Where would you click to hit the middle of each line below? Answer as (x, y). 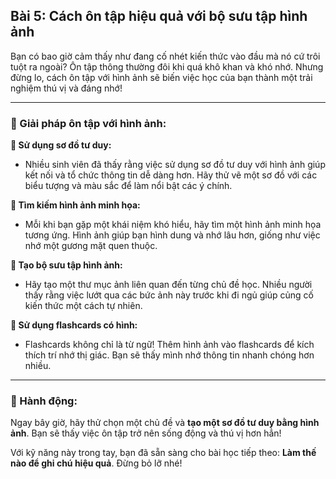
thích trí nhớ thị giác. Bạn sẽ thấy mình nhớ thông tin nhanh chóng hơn (169, 355)
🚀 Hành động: (44, 401)
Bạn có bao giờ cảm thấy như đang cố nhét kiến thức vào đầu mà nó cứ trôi (165, 56)
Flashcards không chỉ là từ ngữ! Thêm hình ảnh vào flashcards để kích (169, 345)
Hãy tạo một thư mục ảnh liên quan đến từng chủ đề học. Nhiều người (168, 285)
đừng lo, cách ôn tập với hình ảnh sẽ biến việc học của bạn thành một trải (161, 77)
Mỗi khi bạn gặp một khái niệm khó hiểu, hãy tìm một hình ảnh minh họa (173, 225)
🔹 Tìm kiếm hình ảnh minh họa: (75, 205)
